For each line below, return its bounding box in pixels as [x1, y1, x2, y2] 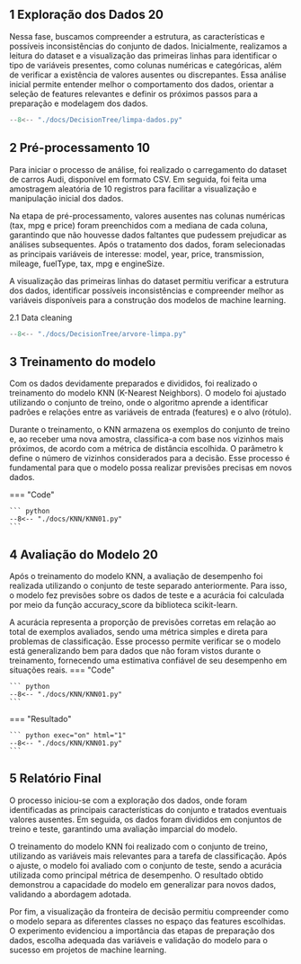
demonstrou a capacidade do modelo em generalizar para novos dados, [9, 879, 277, 889]
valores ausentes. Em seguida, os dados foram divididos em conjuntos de [9, 814, 283, 825]
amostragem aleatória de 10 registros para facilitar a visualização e [9, 183, 258, 194]
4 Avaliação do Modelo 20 [9, 547, 159, 562]
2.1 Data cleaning [9, 312, 73, 323]
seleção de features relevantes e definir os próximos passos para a [9, 88, 259, 99]
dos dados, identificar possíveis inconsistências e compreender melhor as [9, 285, 285, 296]
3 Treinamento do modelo [9, 354, 156, 370]
